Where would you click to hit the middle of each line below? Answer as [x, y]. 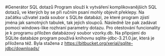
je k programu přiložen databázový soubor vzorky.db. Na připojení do [76, 33]
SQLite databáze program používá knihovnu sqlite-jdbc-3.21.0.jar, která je [80, 38]
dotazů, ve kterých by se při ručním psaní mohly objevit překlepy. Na [75, 12]
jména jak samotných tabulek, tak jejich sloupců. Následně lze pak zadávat [81, 22]
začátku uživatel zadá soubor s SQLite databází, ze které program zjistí [77, 17]
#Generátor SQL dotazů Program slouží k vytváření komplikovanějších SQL [81, 7]
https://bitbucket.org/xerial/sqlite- [99, 43]
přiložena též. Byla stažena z [34, 43]
